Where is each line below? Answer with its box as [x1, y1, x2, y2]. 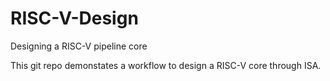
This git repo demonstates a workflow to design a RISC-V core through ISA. [10, 59, 322, 71]
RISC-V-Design [10, 7, 139, 30]
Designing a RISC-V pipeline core [10, 40, 148, 52]
